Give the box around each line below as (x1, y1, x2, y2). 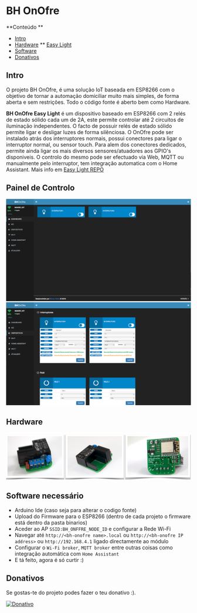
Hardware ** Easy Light (14, 41, 72, 48)
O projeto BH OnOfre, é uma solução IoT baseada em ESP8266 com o (6, 86, 175, 93)
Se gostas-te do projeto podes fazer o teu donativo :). (6, 589, 136, 596)
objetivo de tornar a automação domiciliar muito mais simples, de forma (6, 92, 179, 99)
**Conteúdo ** (6, 23, 43, 30)
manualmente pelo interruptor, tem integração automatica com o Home (6, 159, 178, 166)
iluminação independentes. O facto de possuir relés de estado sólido (6, 122, 172, 130)
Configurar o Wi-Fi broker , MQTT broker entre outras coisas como (14, 544, 173, 551)
